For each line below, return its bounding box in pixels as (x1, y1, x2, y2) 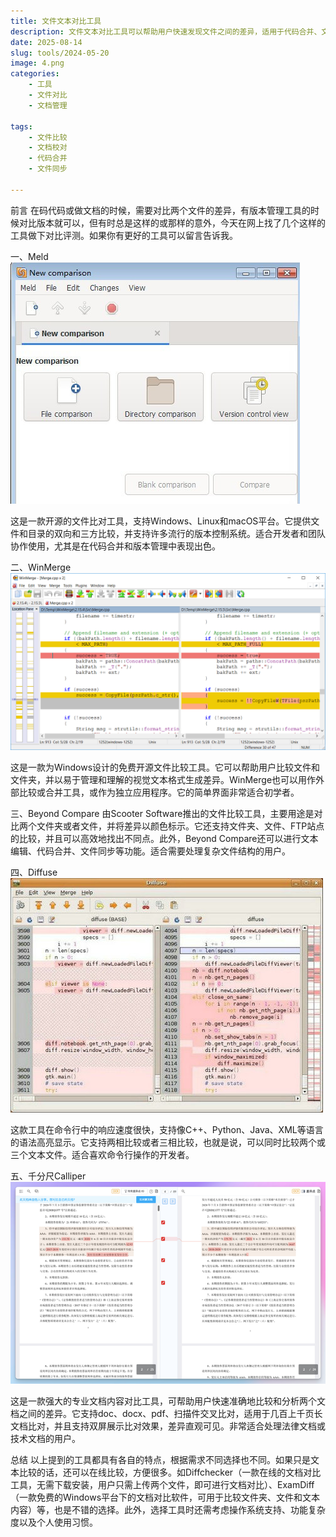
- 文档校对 (28, 143, 68, 153)
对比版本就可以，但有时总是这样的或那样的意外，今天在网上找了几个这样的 (18, 216, 326, 229)
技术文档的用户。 (10, 1432, 81, 1444)
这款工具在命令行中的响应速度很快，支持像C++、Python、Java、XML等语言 (10, 1124, 324, 1136)
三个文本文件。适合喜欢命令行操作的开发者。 (10, 1149, 195, 1161)
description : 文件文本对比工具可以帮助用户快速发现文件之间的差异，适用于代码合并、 (10, 26, 322, 37)
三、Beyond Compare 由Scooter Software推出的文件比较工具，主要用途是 (10, 808, 315, 820)
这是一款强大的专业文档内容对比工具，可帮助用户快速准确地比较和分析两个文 (10, 1395, 326, 1407)
